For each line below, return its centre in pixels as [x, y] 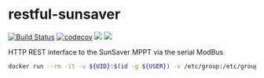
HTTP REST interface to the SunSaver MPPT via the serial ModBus [116, 51]
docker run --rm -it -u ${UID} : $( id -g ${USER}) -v [94, 66]
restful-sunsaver [64, 14]
